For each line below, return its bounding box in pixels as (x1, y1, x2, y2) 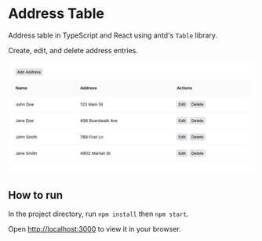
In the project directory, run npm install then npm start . (8, 209, 189, 219)
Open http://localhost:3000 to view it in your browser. (8, 225, 182, 234)
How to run (8, 189, 64, 202)
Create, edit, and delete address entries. (8, 45, 139, 55)
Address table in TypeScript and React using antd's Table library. (8, 31, 218, 40)
